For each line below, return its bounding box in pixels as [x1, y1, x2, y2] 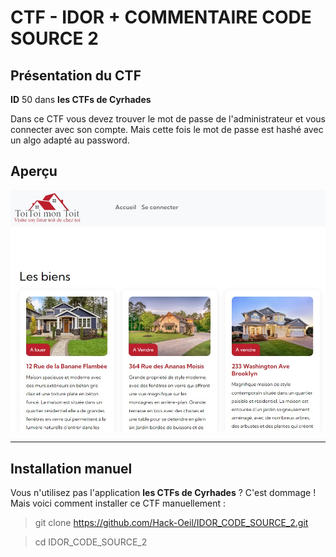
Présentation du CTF [10, 67, 142, 84]
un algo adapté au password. [10, 134, 130, 146]
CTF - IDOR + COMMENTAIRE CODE [10, 6, 312, 29]
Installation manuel [10, 460, 133, 477]
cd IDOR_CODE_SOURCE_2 [34, 536, 148, 548]
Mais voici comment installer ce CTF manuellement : [10, 497, 227, 510]
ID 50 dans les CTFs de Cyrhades [10, 94, 152, 105]
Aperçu [10, 163, 58, 180]
